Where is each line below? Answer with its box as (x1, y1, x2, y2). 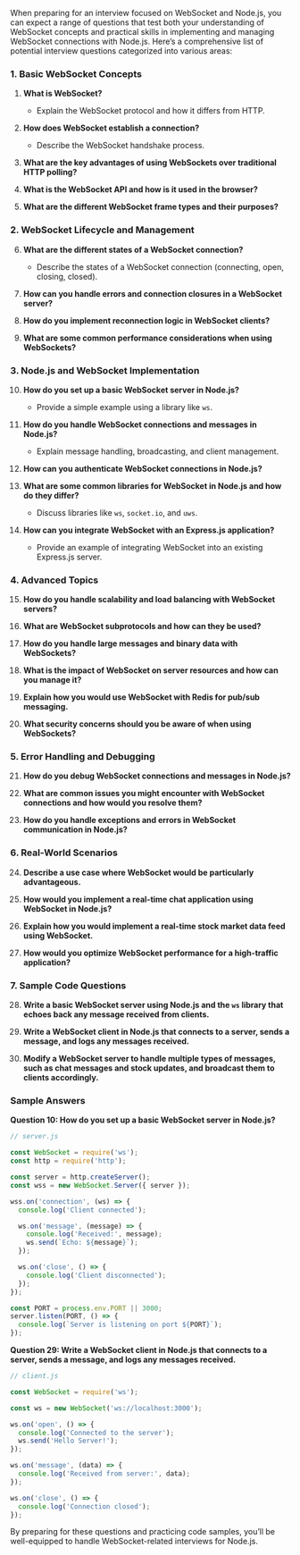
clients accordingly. (22, 1072, 99, 1083)
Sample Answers (10, 1095, 86, 1106)
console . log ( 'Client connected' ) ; (18, 1206, 146, 1215)
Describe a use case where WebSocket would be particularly (22, 867, 254, 878)
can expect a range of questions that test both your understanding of (10, 17, 264, 28)
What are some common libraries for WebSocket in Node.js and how (22, 480, 282, 491)
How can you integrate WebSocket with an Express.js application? (22, 525, 275, 535)
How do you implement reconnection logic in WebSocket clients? (22, 315, 271, 325)
